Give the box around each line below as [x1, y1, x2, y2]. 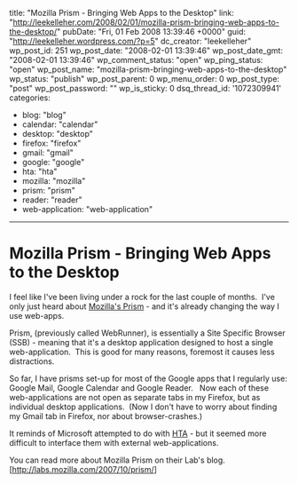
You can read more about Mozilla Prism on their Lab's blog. [9, 455, 226, 465]
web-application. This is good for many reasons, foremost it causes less [9, 346, 275, 357]
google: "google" [21, 157, 85, 167]
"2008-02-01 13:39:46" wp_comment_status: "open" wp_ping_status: [9, 55, 263, 65]
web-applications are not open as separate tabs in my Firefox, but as [9, 392, 261, 402]
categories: [9, 92, 51, 103]
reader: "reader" [21, 194, 82, 205]
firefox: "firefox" [21, 138, 82, 148]
